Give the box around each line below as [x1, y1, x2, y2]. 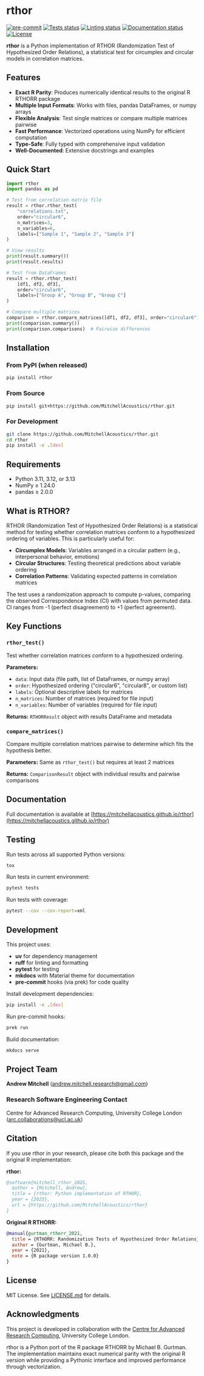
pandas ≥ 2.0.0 [15, 488, 53, 496]
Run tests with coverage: [6, 896, 69, 903]
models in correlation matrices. [6, 55, 84, 62]
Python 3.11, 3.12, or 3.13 [15, 475, 76, 483]
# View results [6, 247, 45, 254]
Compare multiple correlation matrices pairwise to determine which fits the [6, 740, 194, 747]
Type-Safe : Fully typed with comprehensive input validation [15, 140, 165, 148]
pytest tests [6, 885, 39, 891]
